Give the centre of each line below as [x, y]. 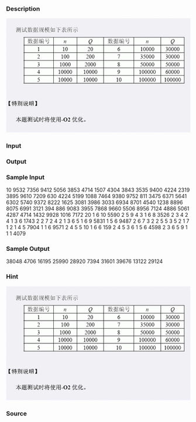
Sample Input [25, 177]
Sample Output [28, 249]
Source [17, 414]
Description [23, 9]
